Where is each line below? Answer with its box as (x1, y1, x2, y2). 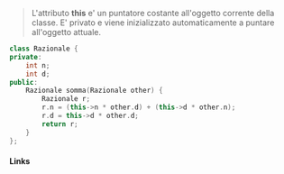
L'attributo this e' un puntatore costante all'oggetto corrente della (31, 8, 275, 18)
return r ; (41, 119, 78, 129)
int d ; (25, 69, 50, 78)
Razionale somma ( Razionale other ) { (25, 86, 164, 96)
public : (9, 78, 39, 87)
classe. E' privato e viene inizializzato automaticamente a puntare (31, 17, 275, 28)
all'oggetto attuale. (31, 27, 102, 37)
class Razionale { (9, 44, 78, 53)
